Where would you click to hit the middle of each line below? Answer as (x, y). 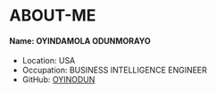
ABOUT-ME (53, 16)
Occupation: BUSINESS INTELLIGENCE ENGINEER (115, 70)
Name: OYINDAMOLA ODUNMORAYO (80, 40)
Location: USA (49, 61)
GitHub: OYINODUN (58, 80)
